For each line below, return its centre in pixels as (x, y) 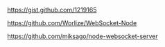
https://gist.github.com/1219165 (52, 10)
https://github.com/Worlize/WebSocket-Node (72, 23)
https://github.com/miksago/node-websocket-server (82, 36)
